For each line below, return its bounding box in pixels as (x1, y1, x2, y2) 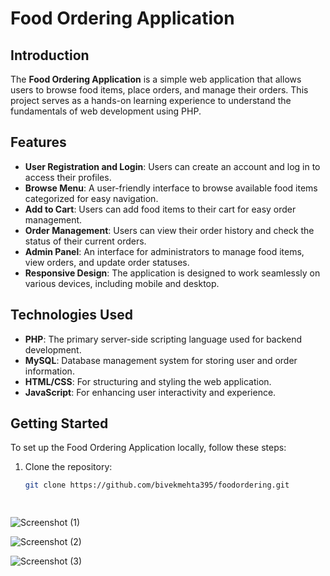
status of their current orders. (24, 235, 147, 247)
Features (10, 134, 67, 151)
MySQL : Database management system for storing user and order (24, 354, 298, 366)
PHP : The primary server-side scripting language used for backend (24, 333, 303, 345)
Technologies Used (10, 307, 133, 324)
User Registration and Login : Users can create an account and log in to (24, 160, 321, 172)
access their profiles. (24, 171, 112, 183)
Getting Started (10, 415, 109, 432)
